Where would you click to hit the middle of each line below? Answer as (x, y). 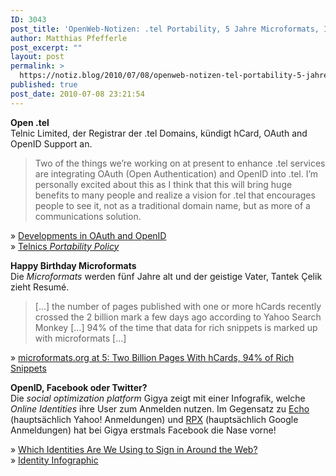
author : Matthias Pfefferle (69, 38)
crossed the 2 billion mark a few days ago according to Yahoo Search (178, 317)
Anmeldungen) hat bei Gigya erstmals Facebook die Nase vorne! (143, 430)
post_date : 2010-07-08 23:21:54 (77, 94)
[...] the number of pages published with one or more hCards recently (178, 306)
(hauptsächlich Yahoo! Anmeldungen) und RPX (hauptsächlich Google (154, 419)
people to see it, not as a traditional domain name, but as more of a (172, 205)
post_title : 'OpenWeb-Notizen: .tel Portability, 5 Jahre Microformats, (165, 29)
